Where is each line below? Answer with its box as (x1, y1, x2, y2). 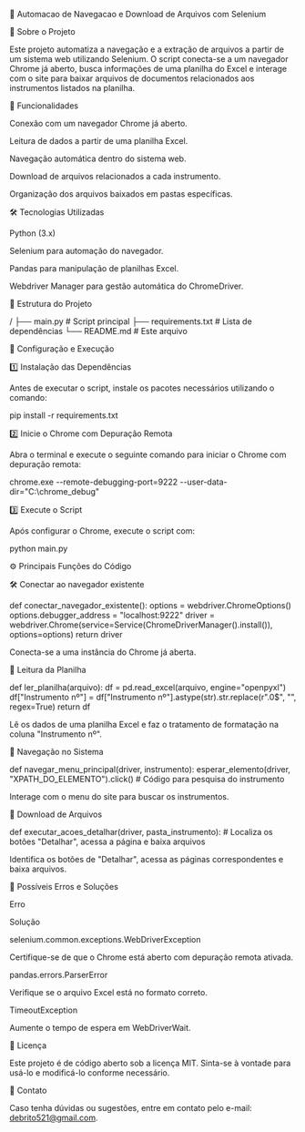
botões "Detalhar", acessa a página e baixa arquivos (9, 836, 206, 847)
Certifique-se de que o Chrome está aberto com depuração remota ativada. (9, 952, 294, 963)
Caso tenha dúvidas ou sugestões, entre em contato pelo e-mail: (9, 1103, 252, 1113)
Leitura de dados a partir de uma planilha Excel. (9, 136, 188, 146)
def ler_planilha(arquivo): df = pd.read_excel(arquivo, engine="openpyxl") (9, 682, 287, 692)
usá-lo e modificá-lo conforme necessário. (9, 1067, 170, 1078)
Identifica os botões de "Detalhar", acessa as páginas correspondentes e (9, 854, 284, 864)
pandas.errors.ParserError (9, 970, 108, 980)
